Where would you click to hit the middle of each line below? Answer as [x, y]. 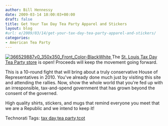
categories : [18, 38]
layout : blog [19, 29]
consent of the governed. [31, 93]
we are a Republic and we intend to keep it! [50, 108]
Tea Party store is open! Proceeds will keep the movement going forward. [81, 62]
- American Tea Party [28, 43]
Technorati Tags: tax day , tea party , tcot [45, 118]
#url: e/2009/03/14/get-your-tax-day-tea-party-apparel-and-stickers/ [81, 33]
